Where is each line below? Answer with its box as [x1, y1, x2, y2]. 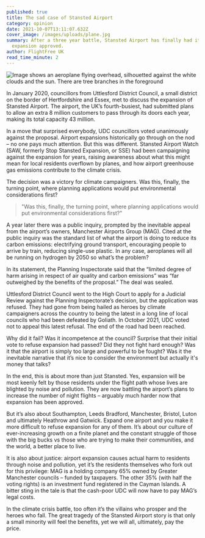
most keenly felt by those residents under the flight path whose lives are [6, 379, 188, 386]
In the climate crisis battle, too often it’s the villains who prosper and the [6, 505, 187, 512]
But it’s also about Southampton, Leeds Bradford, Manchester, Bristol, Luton [6, 410, 197, 417]
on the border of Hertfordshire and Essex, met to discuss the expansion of [6, 96, 193, 103]
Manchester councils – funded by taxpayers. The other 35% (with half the [6, 474, 192, 481]
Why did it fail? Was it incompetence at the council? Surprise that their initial [6, 334, 197, 342]
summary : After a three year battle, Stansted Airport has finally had [6, 37, 192, 43]
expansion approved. [12, 43, 64, 49]
